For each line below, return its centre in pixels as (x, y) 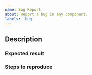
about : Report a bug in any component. (46, 14)
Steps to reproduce (29, 67)
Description (24, 39)
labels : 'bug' (20, 19)
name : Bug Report (23, 10)
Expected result (25, 53)
